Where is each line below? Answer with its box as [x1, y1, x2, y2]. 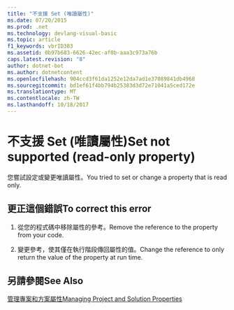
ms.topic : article [7, 36, 61, 43]
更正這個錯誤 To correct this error [7, 203, 152, 215]
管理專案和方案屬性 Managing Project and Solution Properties [7, 295, 183, 303]
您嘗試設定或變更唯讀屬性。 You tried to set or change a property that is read [7, 173, 228, 181]
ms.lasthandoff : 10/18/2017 [7, 101, 89, 108]
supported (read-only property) [7, 149, 196, 165]
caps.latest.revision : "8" [7, 56, 86, 63]
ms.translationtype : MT [7, 88, 77, 95]
